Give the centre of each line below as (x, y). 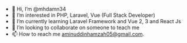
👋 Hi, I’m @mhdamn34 (39, 9)
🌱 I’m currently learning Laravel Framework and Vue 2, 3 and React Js (96, 21)
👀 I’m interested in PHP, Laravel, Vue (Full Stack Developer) (84, 15)
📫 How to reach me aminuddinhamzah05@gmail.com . (78, 34)
